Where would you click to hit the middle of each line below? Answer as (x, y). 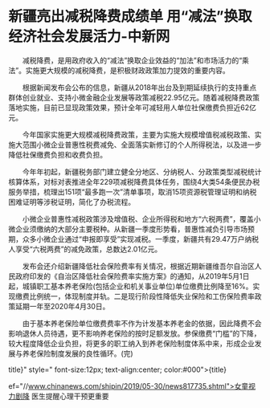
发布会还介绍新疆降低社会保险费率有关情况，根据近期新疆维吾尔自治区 (138, 266)
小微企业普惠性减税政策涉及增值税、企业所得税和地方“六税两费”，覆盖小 (141, 218)
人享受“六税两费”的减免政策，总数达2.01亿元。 (85, 249)
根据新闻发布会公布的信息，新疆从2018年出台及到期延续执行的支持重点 (139, 87)
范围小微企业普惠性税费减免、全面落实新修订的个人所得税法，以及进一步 (142, 145)
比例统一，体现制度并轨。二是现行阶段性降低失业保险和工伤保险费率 (142, 296)
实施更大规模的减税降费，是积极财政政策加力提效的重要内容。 (128, 70)
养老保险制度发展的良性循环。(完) (78, 353)
